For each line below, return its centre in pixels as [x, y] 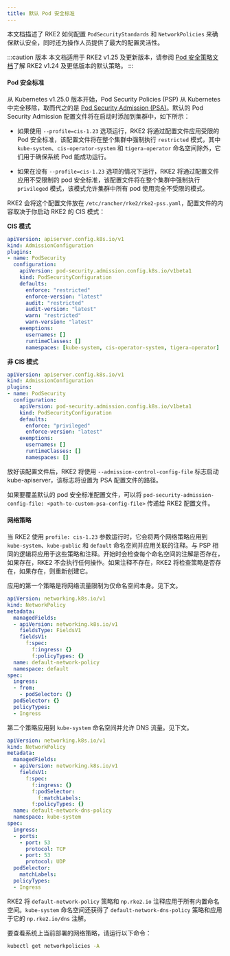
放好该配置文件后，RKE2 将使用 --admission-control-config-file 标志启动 [113, 471]
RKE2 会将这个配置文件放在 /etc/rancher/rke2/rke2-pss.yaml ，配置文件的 [112, 202]
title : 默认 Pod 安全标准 [41, 13]
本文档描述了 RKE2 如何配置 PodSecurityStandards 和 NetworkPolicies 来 [110, 34]
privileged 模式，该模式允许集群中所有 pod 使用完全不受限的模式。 [113, 188]
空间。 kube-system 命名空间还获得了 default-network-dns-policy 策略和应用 [115, 909]
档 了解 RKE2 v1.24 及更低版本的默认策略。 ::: [70, 65]
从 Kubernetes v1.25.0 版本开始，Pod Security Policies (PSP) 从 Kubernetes [114, 99]
